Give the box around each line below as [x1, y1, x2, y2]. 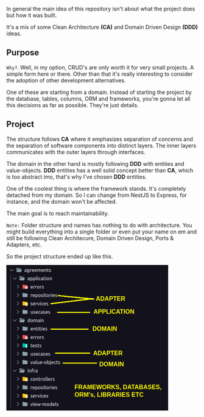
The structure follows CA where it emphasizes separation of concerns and [6, 135, 194, 143]
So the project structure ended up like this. [6, 252, 114, 260]
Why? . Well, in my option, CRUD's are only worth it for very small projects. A [6, 63, 194, 71]
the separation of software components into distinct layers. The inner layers [6, 141, 197, 149]
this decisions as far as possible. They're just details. [6, 101, 139, 109]
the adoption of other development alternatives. [6, 76, 126, 84]
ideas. [6, 30, 22, 37]
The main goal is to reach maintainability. [6, 210, 110, 217]
